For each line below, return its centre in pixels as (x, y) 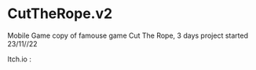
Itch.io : (20, 59)
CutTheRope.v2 (60, 14)
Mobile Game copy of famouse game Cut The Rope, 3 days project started (128, 35)
